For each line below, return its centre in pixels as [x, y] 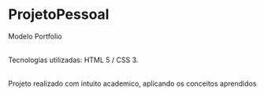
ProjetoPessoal [59, 15]
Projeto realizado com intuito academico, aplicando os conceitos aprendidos [132, 83]
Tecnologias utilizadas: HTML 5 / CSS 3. [73, 60]
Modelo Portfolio [35, 36]
